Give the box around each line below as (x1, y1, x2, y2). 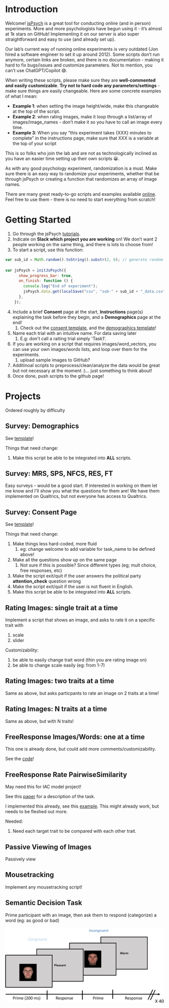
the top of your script (12, 140, 57, 147)
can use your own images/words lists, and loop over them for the (12, 346, 147, 352)
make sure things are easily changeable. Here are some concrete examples (5, 88, 161, 94)
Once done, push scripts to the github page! (12, 373, 104, 379)
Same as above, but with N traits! (5, 718, 74, 724)
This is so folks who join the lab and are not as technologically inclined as (5, 150, 157, 156)
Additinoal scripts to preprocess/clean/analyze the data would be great (12, 362, 160, 368)
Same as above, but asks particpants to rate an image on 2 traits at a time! (5, 690, 159, 696)
